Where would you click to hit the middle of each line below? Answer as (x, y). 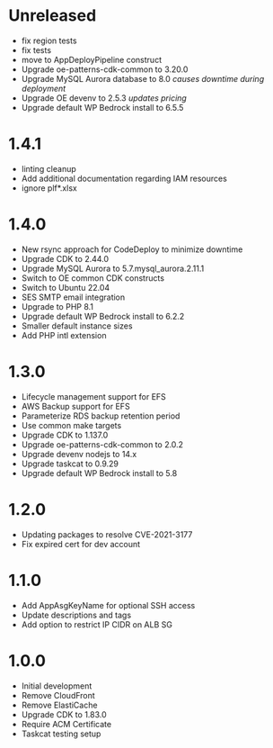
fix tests (36, 50)
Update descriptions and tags (76, 615)
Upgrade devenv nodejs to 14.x (79, 454)
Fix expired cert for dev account (81, 544)
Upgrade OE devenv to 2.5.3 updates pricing (104, 98)
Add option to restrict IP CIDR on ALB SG (97, 624)
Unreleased (53, 16)
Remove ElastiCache (59, 705)
